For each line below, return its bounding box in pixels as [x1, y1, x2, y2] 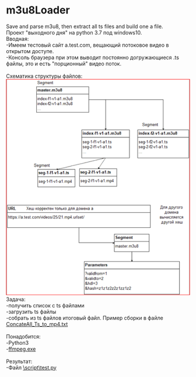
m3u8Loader [6, 4, 70, 17]
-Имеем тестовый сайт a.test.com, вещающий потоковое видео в [6, 41, 169, 49]
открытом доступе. [6, 47, 54, 54]
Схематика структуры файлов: [6, 72, 83, 79]
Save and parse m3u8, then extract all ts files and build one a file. [6, 23, 163, 30]
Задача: [6, 296, 26, 303]
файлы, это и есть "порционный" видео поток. [6, 60, 121, 67]
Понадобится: [6, 333, 41, 340]
